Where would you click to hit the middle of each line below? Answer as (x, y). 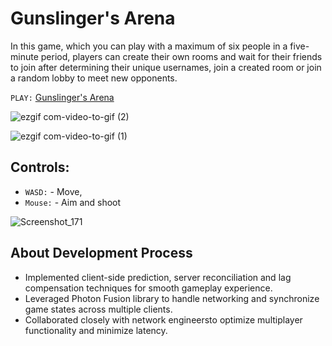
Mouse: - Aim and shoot (73, 202)
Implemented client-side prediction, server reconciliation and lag (158, 277)
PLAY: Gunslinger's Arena (62, 97)
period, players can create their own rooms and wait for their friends (181, 56)
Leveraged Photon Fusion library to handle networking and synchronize (172, 298)
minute (24, 56)
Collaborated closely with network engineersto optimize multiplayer (163, 319)
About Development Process (101, 253)
